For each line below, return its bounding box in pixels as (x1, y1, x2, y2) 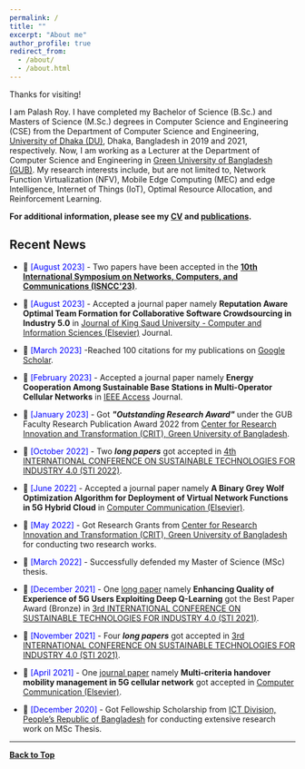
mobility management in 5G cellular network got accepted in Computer (22, 676, 295, 687)
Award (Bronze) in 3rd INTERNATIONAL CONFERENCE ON (22, 603, 241, 614)
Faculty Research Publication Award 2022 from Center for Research (22, 419, 277, 429)
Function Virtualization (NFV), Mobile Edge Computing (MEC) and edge (9, 173, 276, 184)
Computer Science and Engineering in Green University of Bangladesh (9, 154, 273, 165)
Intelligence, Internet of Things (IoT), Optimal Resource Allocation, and (9, 183, 272, 194)
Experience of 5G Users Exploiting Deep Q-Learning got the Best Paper (22, 593, 295, 604)
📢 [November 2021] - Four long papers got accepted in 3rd (22, 630, 245, 641)
